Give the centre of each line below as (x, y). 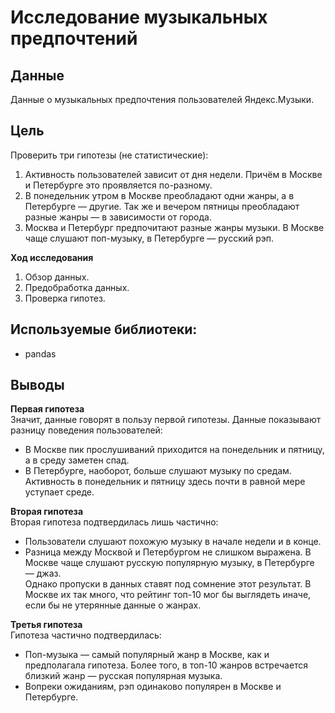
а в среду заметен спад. (77, 460)
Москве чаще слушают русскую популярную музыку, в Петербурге (169, 563)
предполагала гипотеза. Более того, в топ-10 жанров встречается (166, 665)
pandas (40, 353)
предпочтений (74, 38)
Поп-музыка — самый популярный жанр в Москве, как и (147, 655)
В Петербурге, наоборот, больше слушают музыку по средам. (158, 471)
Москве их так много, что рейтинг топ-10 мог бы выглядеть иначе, (168, 595)
